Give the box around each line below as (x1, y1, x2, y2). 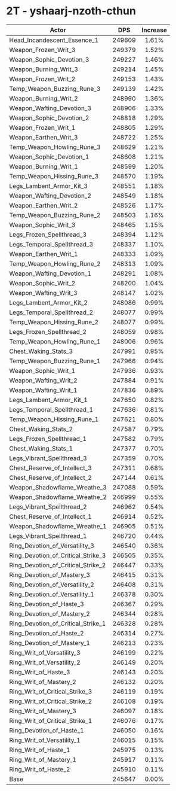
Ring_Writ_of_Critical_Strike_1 (9, 716, 92, 725)
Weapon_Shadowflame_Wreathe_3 (9, 483, 107, 491)
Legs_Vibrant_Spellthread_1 (9, 531, 88, 540)
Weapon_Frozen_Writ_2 (9, 75, 76, 83)
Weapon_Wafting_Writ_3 (9, 288, 78, 297)
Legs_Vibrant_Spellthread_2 (9, 503, 88, 511)
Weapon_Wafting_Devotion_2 (9, 191, 91, 200)
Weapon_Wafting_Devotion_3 (9, 104, 91, 112)
